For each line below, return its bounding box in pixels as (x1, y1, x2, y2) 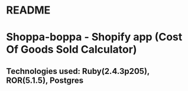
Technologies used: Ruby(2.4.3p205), (6, 66, 150, 76)
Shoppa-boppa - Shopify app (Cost (6, 31, 183, 44)
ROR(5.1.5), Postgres (6, 75, 84, 85)
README (6, 4, 51, 17)
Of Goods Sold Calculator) (6, 43, 137, 56)
